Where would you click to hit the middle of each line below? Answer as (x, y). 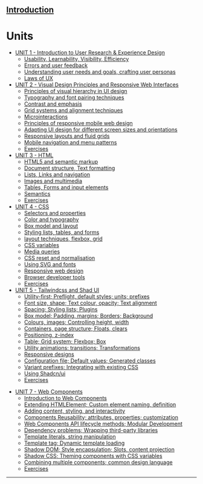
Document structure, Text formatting (69, 168)
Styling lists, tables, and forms (62, 233)
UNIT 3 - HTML (34, 155)
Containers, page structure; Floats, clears (76, 329)
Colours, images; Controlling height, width (76, 322)
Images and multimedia (53, 181)
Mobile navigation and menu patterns (70, 143)
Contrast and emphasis (53, 104)
